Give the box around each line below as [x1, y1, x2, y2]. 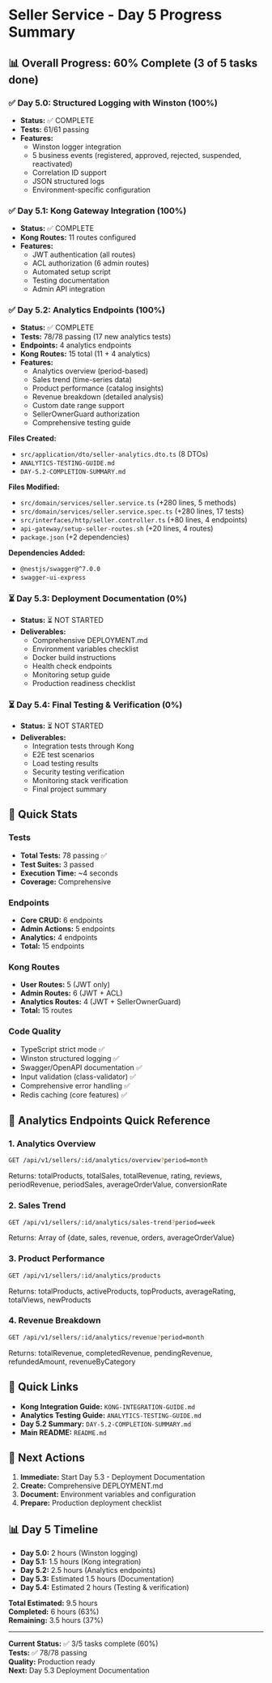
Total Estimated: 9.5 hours [8, 1598, 99, 1608]
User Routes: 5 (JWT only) [19, 980, 111, 990]
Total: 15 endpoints [19, 941, 85, 951]
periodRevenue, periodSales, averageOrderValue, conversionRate [8, 1180, 227, 1190]
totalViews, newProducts [8, 1294, 91, 1305]
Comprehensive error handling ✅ [19, 1080, 131, 1090]
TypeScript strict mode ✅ [19, 1044, 105, 1054]
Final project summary [32, 784, 108, 795]
